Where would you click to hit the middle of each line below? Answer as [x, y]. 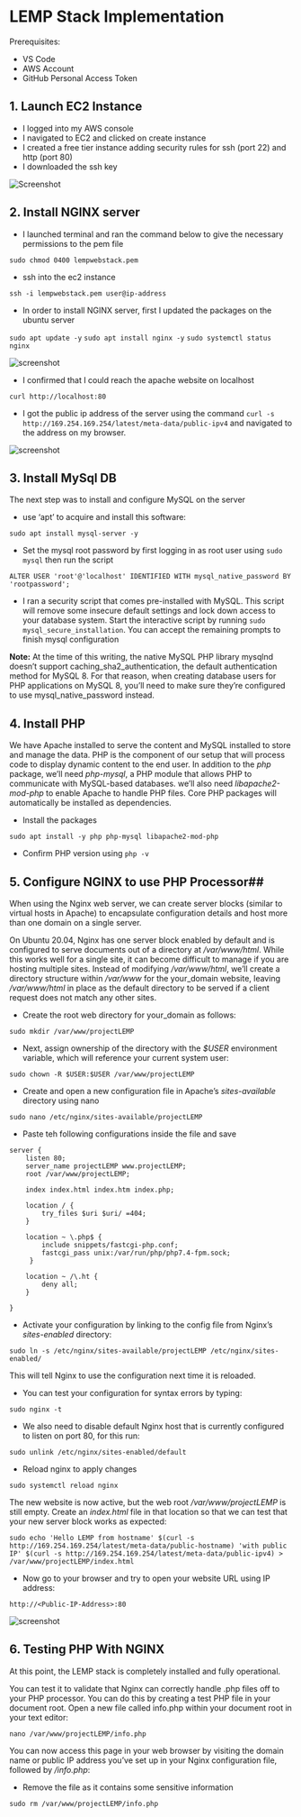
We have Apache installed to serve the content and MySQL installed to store [150, 745]
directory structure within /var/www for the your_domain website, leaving [145, 978]
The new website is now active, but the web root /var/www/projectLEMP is [148, 1502]
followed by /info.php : [50, 1769]
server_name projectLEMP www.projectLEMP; [106, 1166]
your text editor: [39, 1717]
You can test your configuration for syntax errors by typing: [132, 1393]
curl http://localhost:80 [58, 397]
